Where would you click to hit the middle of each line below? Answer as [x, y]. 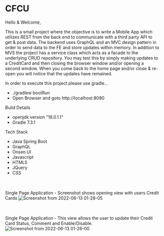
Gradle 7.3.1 [24, 122]
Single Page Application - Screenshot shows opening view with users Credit [82, 193]
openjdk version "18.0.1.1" [38, 117]
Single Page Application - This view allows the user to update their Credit [79, 218]
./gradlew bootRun [31, 93]
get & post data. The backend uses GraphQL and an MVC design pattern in [81, 42]
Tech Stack [16, 132]
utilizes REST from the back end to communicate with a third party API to [79, 37]
